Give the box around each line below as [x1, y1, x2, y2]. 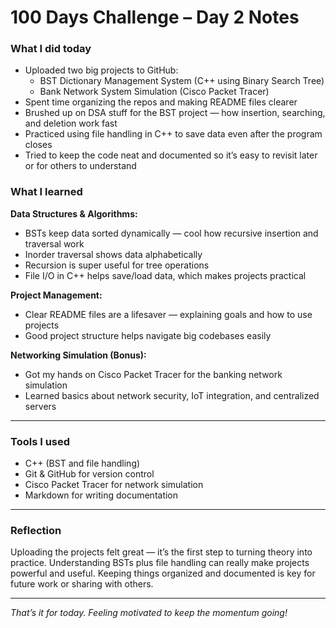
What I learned [10, 185, 83, 199]
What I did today [10, 42, 92, 56]
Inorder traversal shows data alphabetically [24, 248, 203, 260]
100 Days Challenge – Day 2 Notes [10, 6, 300, 29]
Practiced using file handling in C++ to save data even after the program [24, 128, 323, 140]
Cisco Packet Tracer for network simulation [24, 479, 204, 491]
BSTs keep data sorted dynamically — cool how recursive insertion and [24, 227, 319, 239]
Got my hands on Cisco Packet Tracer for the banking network [24, 368, 283, 380]
